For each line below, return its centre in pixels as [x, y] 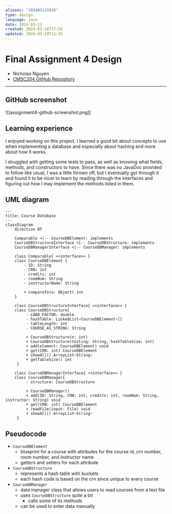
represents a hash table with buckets [59, 473]
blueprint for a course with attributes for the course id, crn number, [91, 452]
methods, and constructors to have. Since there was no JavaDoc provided [84, 167]
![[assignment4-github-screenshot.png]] [48, 112]
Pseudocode [26, 434]
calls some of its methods [55, 501]
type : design [19, 15]
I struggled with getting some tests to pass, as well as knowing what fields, [84, 162]
